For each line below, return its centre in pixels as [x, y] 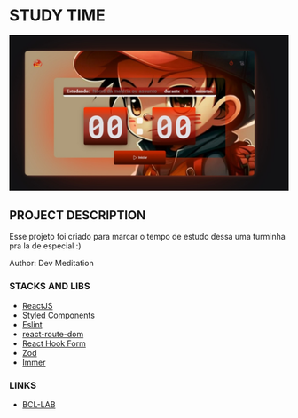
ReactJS [37, 305]
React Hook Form [54, 343]
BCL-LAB [39, 404]
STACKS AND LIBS [50, 287]
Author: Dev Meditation [52, 264]
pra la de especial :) [45, 246]
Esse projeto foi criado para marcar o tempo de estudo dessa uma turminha [147, 237]
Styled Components [59, 315]
